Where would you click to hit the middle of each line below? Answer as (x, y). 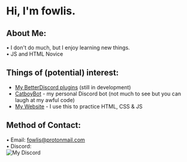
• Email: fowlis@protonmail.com (46, 140)
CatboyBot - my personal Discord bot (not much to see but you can (98, 94)
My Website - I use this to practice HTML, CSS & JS (79, 106)
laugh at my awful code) (45, 100)
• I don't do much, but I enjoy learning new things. (68, 47)
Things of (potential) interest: (62, 73)
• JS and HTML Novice (35, 54)
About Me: (26, 33)
